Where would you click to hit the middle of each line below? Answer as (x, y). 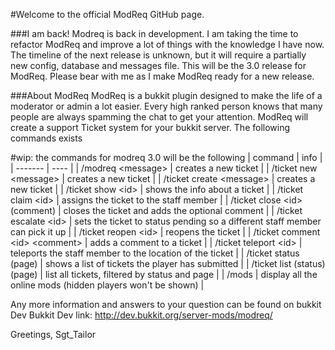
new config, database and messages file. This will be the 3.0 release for (158, 65)
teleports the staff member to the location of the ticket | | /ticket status (155, 253)
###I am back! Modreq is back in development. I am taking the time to (154, 33)
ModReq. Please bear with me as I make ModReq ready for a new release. (162, 76)
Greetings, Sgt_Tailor (53, 334)
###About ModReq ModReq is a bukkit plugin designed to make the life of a (166, 95)
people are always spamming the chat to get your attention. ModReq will (159, 117)
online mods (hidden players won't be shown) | (107, 285)
